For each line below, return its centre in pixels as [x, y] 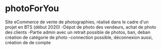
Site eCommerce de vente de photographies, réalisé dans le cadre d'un [77, 22]
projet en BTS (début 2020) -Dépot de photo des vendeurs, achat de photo [81, 27]
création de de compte [28, 42]
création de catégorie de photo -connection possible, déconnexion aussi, [79, 37]
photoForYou [32, 8]
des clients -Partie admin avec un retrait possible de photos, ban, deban [78, 32]
